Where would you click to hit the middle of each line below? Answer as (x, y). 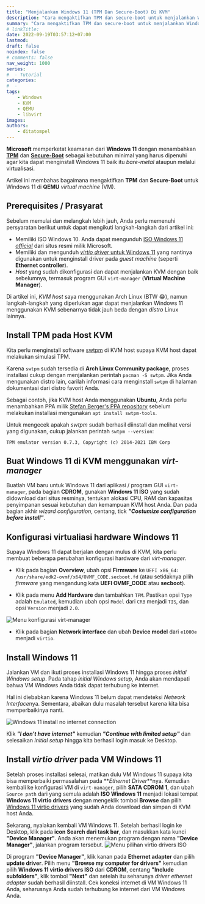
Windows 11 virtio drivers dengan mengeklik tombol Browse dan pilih (94, 800)
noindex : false (26, 52)
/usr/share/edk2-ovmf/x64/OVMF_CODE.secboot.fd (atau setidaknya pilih (104, 577)
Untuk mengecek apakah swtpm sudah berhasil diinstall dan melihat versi (99, 424)
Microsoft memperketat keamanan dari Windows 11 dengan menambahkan (101, 149)
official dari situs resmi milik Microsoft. (64, 245)
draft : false (23, 47)
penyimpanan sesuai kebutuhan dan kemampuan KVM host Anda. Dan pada (102, 505)
